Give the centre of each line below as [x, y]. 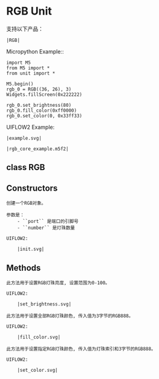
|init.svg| [31, 249]
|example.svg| [24, 138]
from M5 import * [28, 68]
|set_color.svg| [38, 370]
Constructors [32, 188]
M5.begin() [20, 84]
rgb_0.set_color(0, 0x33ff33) [44, 116]
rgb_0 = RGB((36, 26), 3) [39, 89]
